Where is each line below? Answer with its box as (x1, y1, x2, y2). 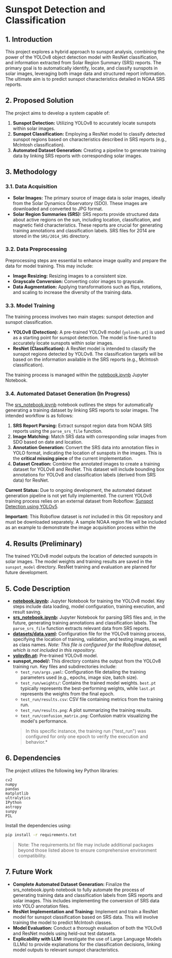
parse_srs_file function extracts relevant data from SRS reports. (12, 625, 150, 632)
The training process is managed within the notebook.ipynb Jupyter (5, 372, 149, 378)
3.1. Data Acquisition (5, 183, 58, 190)
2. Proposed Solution (5, 96, 74, 105)
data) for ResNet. (12, 477, 49, 484)
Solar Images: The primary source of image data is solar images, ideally (12, 194, 166, 201)
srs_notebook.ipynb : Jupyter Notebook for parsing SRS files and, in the (12, 614, 166, 620)
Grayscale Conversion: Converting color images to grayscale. (12, 278, 145, 284)
